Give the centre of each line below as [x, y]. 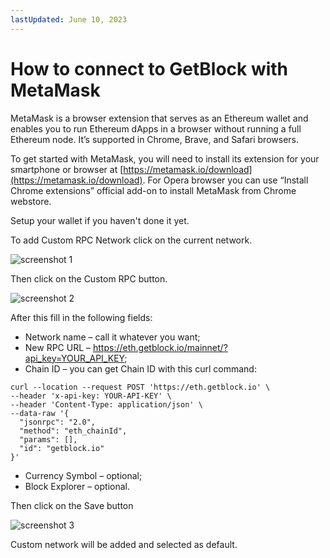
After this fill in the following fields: [81, 317]
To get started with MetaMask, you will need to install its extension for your [165, 158]
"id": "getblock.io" [62, 448]
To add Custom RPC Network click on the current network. [131, 240]
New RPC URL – [58, 347]
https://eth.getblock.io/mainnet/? [160, 347]
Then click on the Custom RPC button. [89, 278]
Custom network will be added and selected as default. [124, 544]
